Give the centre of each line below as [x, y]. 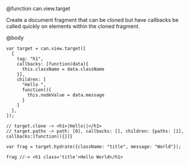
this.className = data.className [63, 69]
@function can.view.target [38, 9]
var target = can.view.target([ [46, 48]
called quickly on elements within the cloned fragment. [73, 26]
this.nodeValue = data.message [66, 95]
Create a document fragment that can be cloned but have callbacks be [92, 20]
